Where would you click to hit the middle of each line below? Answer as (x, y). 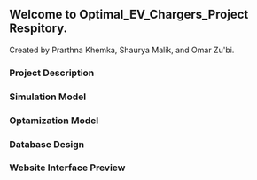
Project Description (52, 73)
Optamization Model (54, 121)
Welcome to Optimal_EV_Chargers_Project (129, 15)
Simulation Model (48, 97)
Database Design (47, 144)
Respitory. (39, 29)
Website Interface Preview (67, 168)
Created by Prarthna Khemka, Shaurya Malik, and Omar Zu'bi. (122, 50)
